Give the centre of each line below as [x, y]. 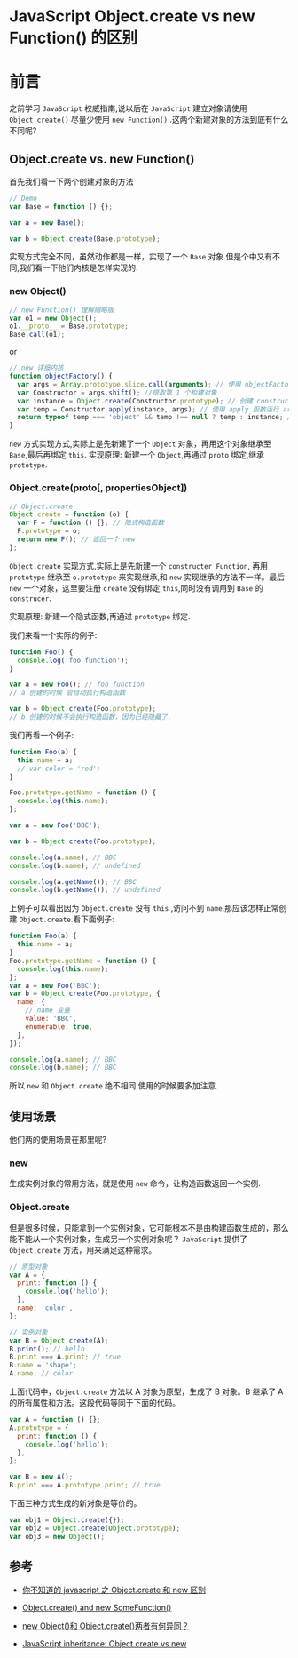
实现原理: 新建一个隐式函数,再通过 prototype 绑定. [100, 616]
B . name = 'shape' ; [43, 1366]
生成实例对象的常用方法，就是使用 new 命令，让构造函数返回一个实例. [135, 1184]
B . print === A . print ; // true [65, 1357]
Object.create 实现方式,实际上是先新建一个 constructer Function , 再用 [139, 565]
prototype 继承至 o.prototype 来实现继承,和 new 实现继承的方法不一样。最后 [147, 577]
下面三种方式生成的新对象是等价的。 [75, 1503]
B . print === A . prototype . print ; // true [85, 1486]
